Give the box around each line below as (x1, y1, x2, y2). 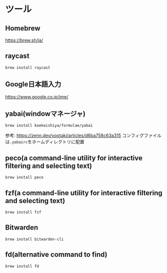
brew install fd (5, 263, 39, 268)
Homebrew (5, 24, 41, 32)
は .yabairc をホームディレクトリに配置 (5, 139, 84, 145)
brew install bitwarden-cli (5, 236, 64, 242)
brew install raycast (5, 65, 51, 70)
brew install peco (5, 175, 44, 180)
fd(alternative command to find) (5, 250, 108, 259)
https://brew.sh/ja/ (5, 37, 44, 43)
